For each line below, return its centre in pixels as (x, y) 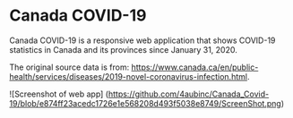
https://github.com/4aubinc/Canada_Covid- (189, 94)
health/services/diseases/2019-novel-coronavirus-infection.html (129, 76)
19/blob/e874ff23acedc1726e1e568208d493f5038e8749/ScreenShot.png (146, 103)
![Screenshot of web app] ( (59, 94)
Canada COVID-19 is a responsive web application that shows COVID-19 (142, 40)
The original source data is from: (69, 67)
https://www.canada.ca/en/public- (195, 67)
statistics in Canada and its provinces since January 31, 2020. (123, 49)
